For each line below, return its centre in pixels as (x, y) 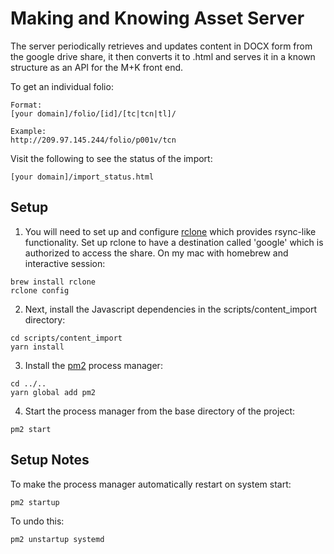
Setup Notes (50, 460)
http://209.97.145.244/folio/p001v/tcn (93, 140)
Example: (28, 131)
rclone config (40, 290)
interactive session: (65, 263)
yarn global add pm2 (53, 392)
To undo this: (37, 521)
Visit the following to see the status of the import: (111, 158)
